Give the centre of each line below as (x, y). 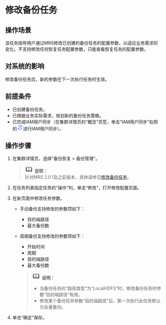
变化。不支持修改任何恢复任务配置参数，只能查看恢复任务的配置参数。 (77, 49)
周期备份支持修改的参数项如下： (52, 236)
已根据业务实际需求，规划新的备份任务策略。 (58, 115)
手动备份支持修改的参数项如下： (52, 209)
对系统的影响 (25, 66)
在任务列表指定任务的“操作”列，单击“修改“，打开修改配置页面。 (77, 188)
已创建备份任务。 (30, 109)
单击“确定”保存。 (29, 318)
